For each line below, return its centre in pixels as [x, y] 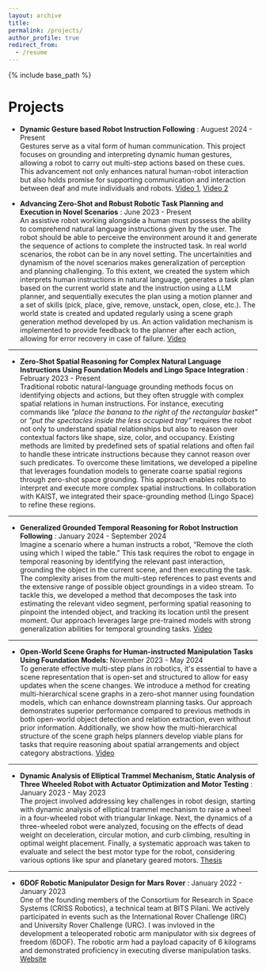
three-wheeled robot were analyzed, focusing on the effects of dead [131, 826]
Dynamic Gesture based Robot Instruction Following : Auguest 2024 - [136, 129]
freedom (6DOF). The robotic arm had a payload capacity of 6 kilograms [138, 942]
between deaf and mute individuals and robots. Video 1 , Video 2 [124, 188]
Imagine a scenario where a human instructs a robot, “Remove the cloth [136, 544]
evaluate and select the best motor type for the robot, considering [127, 851]
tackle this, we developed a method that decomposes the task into [128, 595]
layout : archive [35, 15]
